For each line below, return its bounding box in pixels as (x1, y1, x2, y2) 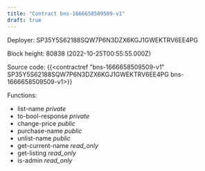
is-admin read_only (17, 156, 73, 164)
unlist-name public (17, 133, 71, 142)
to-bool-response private (17, 112, 90, 120)
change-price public (17, 119, 76, 127)
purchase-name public (17, 127, 82, 135)
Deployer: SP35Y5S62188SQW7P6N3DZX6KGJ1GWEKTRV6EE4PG (7, 35, 199, 44)
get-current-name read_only (17, 141, 99, 149)
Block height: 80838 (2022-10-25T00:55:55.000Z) (7, 49, 151, 58)
